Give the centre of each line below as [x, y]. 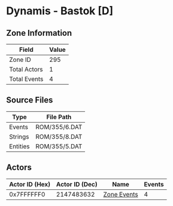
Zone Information [39, 33]
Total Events [26, 79]
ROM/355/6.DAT [59, 127]
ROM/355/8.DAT [59, 136]
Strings [19, 136]
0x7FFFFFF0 [27, 194]
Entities [20, 146]
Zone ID [20, 60]
